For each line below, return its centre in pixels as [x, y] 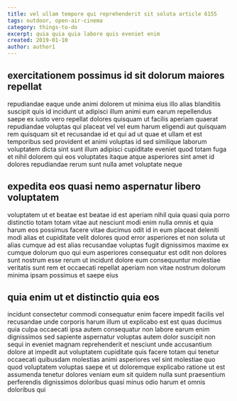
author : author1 [31, 47]
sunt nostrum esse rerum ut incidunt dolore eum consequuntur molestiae [114, 260]
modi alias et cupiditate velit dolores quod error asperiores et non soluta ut [116, 237]
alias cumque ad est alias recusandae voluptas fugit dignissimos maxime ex [118, 245]
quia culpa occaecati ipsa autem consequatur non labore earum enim [109, 329]
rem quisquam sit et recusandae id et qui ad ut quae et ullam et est [105, 134]
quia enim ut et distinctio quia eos [83, 298]
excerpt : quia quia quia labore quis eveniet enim [84, 34]
